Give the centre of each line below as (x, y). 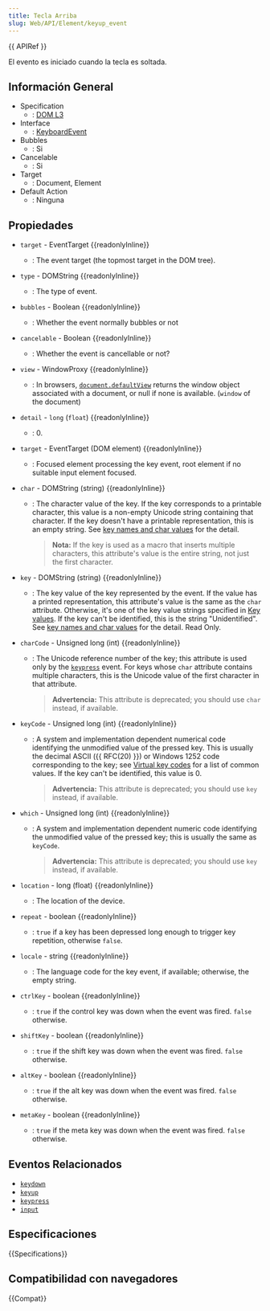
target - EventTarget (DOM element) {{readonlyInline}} (111, 449)
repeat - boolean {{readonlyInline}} (78, 917)
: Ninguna (48, 200)
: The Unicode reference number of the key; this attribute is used (139, 659)
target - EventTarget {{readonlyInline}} (85, 245)
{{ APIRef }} (28, 46)
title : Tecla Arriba (43, 16)
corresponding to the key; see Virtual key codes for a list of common (145, 765)
